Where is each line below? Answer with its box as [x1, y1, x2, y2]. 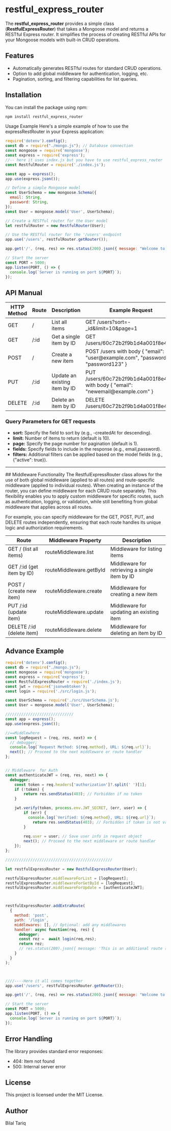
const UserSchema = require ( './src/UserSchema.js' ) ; [5, 698, 120, 703]
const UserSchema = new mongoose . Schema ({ [5, 190, 97, 195]
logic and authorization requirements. [5, 524, 84, 531]
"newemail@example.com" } [85, 388, 154, 395]
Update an [51, 372, 77, 379]
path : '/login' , [14, 917, 49, 922]
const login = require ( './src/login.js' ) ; [5, 688, 97, 694]
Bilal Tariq [5, 1120, 26, 1126]
